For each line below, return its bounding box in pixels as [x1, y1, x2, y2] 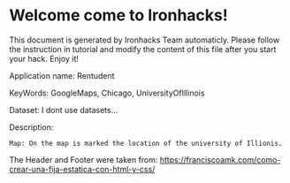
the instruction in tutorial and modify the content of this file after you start [9, 43, 277, 54]
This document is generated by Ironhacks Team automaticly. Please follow [9, 34, 280, 45]
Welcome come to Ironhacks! [9, 5, 228, 26]
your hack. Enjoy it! [9, 53, 80, 64]
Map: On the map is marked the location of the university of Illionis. [9, 139, 283, 148]
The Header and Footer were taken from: [9, 154, 158, 164]
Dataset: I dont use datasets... [9, 104, 118, 115]
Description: [9, 121, 54, 133]
